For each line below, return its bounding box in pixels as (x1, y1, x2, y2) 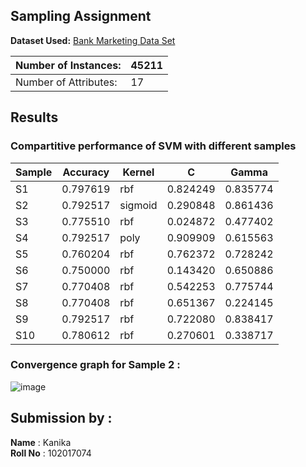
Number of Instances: (15, 58, 122, 72)
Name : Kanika (10, 436, 72, 448)
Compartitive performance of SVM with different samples (10, 139, 297, 153)
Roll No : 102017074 (10, 447, 92, 459)
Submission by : (10, 410, 113, 427)
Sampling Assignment (10, 8, 152, 25)
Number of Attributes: (15, 75, 118, 89)
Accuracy (62, 165, 110, 179)
